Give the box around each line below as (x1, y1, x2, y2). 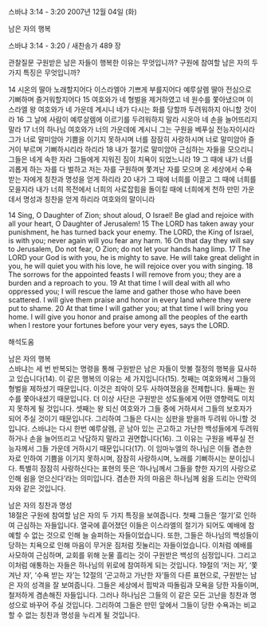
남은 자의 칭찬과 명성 (8, 501, 73, 510)
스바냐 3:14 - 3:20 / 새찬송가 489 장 (8, 41, 121, 50)
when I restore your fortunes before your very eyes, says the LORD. (8, 321, 230, 329)
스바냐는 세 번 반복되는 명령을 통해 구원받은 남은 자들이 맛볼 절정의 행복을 (8, 364, 236, 373)
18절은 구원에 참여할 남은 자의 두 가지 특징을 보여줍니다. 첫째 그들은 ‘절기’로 (8, 511, 242, 520)
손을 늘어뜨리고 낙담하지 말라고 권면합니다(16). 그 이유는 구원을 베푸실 (29, 434, 246, 443)
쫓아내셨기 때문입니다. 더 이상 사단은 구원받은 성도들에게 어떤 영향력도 (22, 394, 241, 403)
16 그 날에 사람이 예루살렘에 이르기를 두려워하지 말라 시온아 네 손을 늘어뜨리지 (16, 115, 257, 124)
